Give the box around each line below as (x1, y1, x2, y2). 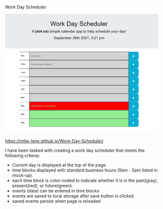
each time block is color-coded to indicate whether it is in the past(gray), (12, 177, 158, 184)
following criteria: (5, 153, 40, 158)
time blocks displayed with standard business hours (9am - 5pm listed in (12, 167, 158, 173)
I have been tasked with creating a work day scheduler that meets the (5, 148, 145, 154)
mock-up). (12, 173, 33, 178)
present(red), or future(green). (12, 183, 73, 189)
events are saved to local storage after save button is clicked (12, 193, 134, 199)
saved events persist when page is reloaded (12, 198, 101, 204)
